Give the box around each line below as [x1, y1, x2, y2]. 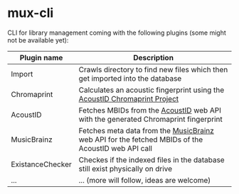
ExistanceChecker [11, 159, 73, 169]
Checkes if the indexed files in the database [78, 154, 225, 164]
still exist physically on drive [78, 164, 173, 173]
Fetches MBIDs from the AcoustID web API [78, 105, 222, 115]
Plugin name [19, 52, 63, 62]
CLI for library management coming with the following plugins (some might [7, 28, 226, 37]
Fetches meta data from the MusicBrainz [78, 125, 215, 135]
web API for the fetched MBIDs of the [78, 135, 203, 144]
